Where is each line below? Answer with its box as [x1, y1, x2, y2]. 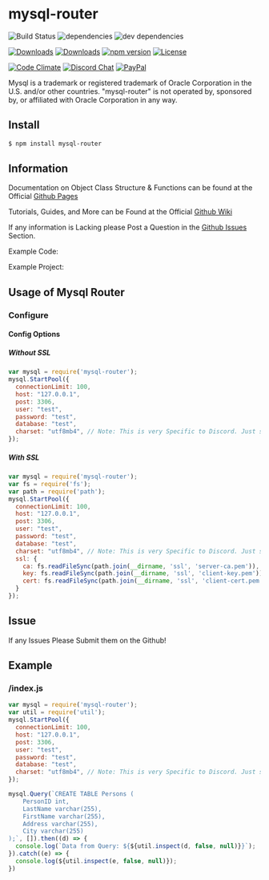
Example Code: [8, 246, 58, 257]
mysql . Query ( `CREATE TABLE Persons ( [8, 790, 134, 798]
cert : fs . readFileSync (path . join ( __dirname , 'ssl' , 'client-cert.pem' [22, 577, 263, 586]
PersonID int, [22, 797, 70, 805]
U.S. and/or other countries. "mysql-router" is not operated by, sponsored [8, 86, 252, 96]
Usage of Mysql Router [8, 286, 126, 299]
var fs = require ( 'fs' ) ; [8, 480, 91, 488]
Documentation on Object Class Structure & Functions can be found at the [8, 183, 253, 193]
